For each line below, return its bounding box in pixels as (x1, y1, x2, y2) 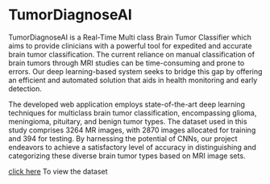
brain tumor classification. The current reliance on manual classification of (8, 49, 255, 59)
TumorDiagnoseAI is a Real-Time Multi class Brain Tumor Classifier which (8, 32, 251, 42)
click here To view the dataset (8, 166, 108, 176)
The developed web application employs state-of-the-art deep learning (8, 99, 246, 109)
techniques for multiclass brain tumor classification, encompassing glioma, (8, 107, 257, 118)
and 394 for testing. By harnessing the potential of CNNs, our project (8, 133, 238, 143)
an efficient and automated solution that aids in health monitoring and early (8, 75, 258, 85)
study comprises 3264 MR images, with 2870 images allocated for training (8, 125, 256, 135)
